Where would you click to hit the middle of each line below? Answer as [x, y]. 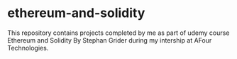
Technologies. [28, 48]
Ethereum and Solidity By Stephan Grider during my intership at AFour [110, 40]
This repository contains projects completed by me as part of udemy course [118, 33]
